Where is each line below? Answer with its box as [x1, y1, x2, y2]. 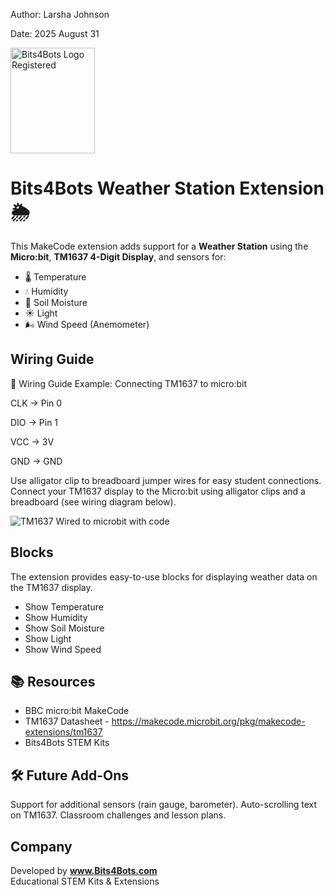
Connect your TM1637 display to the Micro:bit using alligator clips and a [10, 485, 306, 497]
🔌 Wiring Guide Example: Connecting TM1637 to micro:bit [10, 377, 248, 389]
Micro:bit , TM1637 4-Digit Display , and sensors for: [10, 250, 227, 263]
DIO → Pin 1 [10, 416, 59, 428]
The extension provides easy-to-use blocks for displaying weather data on [10, 570, 318, 583]
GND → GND [10, 455, 63, 467]
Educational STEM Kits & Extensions [10, 875, 160, 887]
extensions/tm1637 [24, 726, 103, 738]
